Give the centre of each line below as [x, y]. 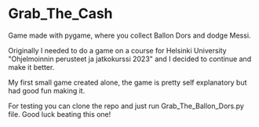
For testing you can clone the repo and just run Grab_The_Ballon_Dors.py [126, 106]
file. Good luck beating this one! [60, 114]
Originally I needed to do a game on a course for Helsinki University [117, 50]
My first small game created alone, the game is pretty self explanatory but [128, 82]
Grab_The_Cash [60, 14]
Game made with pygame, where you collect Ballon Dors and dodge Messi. [129, 35]
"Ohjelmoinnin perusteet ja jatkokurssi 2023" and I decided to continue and [130, 59]
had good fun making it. [47, 90]
